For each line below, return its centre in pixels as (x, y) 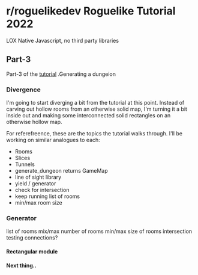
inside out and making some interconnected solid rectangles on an (88, 116)
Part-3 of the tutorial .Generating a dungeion (61, 74)
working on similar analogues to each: (53, 140)
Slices (22, 158)
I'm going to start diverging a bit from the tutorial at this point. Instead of (95, 103)
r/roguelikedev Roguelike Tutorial (91, 11)
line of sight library (38, 177)
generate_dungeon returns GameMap (61, 171)
